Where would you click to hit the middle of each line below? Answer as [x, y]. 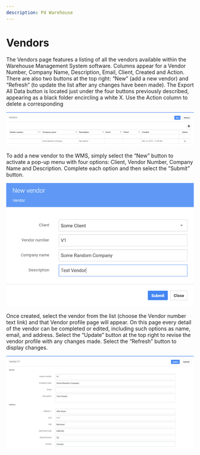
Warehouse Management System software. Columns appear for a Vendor [96, 66]
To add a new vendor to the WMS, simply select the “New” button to [90, 156]
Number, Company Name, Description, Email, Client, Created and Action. [95, 72]
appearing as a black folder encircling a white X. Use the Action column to [97, 97]
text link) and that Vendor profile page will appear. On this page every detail [99, 323]
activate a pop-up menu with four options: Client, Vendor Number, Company [100, 162]
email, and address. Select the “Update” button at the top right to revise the [99, 335]
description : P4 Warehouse [40, 13]
